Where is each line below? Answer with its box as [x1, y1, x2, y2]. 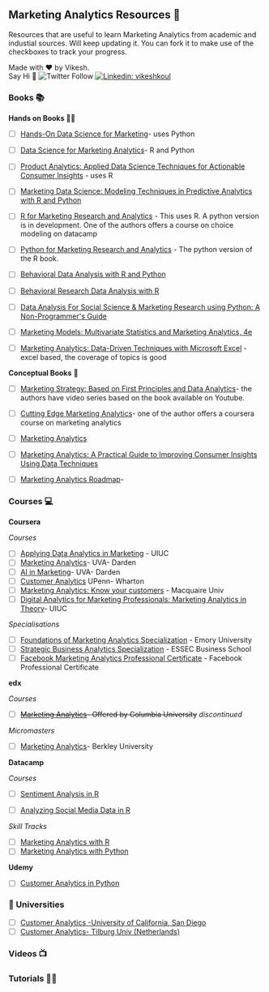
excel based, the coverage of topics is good [19, 352, 168, 361]
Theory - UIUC [19, 603, 67, 613]
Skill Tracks [8, 822, 47, 832]
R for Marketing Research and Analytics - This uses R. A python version [19, 212, 259, 221]
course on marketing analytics [19, 417, 122, 427]
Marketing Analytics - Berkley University [19, 742, 154, 751]
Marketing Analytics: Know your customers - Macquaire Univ [19, 585, 224, 595]
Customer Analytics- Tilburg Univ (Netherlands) [19, 926, 181, 936]
